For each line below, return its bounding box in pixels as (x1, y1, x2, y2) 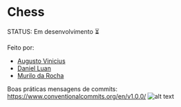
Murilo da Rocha (17, 71, 64, 79)
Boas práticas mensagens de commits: (7, 84, 118, 93)
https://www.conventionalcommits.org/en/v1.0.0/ (7, 92, 146, 100)
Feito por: (7, 43, 35, 52)
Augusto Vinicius (17, 57, 66, 65)
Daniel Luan (17, 64, 52, 72)
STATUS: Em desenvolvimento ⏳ (7, 27, 99, 35)
